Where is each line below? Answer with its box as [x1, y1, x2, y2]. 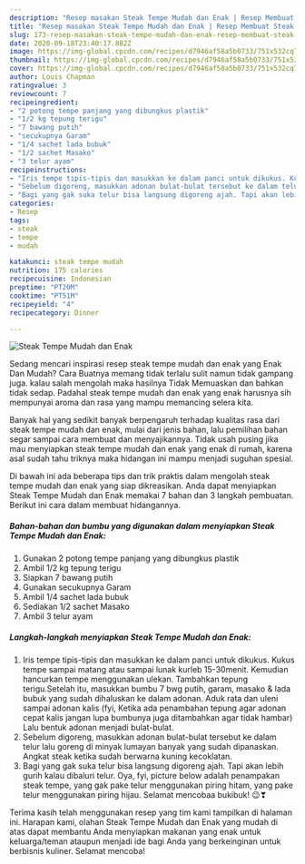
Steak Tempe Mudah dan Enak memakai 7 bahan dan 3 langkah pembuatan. [9, 490, 294, 501]
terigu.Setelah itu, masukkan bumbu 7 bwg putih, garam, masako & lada [22, 683, 291, 694]
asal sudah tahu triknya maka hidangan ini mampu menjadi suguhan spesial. [9, 453, 294, 464]
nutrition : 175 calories [9, 266, 103, 275]
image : [9, 47, 34, 56]
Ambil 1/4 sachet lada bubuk [22, 592, 129, 603]
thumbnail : [9, 55, 51, 64]
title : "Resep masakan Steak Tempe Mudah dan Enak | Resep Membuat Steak [9, 22, 295, 31]
